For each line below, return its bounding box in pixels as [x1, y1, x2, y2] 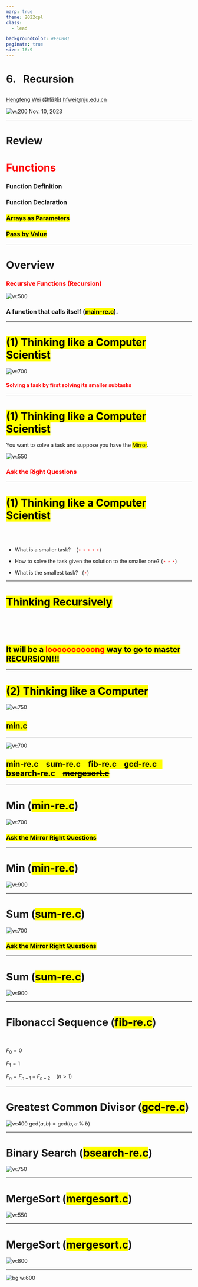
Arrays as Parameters [6, 214, 70, 222]
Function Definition [6, 182, 62, 191]
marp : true [6, 8, 33, 15]
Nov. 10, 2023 [28, 108, 63, 115]
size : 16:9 [6, 47, 33, 53]
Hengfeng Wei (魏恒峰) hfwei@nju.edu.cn [6, 96, 107, 104]
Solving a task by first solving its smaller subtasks [6, 381, 132, 388]
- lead [11, 25, 28, 31]
